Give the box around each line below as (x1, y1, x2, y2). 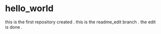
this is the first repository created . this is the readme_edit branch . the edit (5, 19, 156, 25)
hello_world (5, 3, 54, 14)
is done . (5, 24, 23, 30)
